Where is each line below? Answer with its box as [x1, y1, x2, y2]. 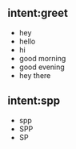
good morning [18, 53, 66, 63]
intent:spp [7, 94, 61, 108]
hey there [18, 70, 51, 80]
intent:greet [7, 6, 69, 20]
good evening [18, 62, 65, 72]
